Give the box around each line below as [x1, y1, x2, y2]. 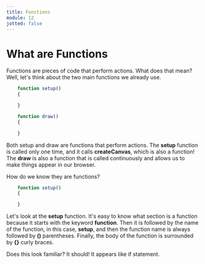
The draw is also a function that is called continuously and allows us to [6, 154, 185, 161]
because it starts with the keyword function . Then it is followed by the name [6, 219, 199, 227]
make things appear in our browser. [6, 161, 96, 168]
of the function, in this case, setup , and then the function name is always [6, 225, 191, 233]
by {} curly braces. [6, 239, 54, 246]
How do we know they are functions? [6, 173, 100, 180]
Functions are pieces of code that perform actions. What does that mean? [6, 67, 193, 74]
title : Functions [6, 9, 51, 15]
